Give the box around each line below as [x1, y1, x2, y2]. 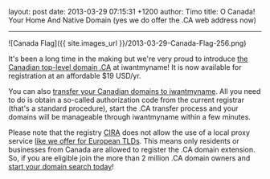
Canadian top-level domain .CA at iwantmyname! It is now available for [8, 63, 242, 71]
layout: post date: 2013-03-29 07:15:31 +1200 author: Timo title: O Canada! [8, 7, 256, 16]
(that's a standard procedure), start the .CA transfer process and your [8, 104, 239, 113]
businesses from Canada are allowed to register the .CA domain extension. [8, 144, 256, 154]
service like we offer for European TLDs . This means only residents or [8, 136, 239, 145]
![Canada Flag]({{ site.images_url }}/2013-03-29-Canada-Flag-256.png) [8, 39, 247, 47]
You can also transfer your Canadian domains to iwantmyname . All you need [8, 87, 261, 96]
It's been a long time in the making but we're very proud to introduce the [8, 54, 248, 63]
